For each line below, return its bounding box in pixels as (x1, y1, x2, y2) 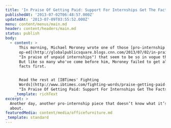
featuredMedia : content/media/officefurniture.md (5, 110, 113, 115)
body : (5, 36, 17, 41)
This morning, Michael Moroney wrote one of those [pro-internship (18, 45, 165, 50)
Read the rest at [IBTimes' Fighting (18, 77, 99, 82)
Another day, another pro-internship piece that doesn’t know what (10, 101, 156, 106)
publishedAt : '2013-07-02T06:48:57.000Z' (5, 12, 95, 17)
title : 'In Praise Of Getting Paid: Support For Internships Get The (5, 7, 156, 13)
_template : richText (14, 92, 58, 97)
